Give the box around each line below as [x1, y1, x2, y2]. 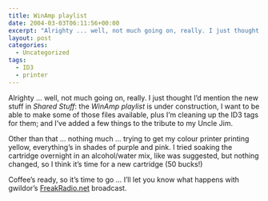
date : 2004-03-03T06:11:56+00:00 [8, 19, 120, 27]
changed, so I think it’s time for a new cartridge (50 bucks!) [8, 159, 203, 168]
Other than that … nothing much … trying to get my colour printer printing [8, 133, 250, 144]
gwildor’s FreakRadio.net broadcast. [8, 183, 127, 192]
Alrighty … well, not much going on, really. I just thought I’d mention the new [8, 93, 258, 102]
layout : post [8, 33, 52, 42]
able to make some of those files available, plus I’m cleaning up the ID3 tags [8, 109, 258, 120]
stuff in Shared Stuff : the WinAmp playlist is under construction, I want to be [8, 101, 260, 111]
